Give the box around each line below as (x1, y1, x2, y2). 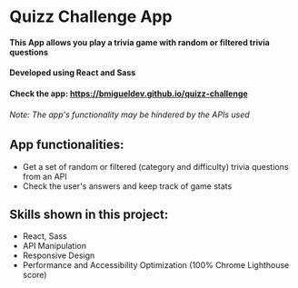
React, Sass (22, 231, 67, 242)
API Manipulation (22, 241, 87, 252)
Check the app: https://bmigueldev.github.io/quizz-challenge (9, 88, 248, 99)
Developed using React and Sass (9, 67, 136, 78)
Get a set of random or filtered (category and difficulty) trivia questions (22, 161, 289, 172)
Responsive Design (22, 250, 95, 261)
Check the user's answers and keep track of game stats (22, 180, 233, 192)
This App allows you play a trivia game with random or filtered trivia (9, 36, 270, 47)
